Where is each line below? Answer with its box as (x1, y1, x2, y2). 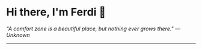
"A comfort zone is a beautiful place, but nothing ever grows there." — (6, 25, 181, 32)
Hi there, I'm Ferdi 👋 (6, 5, 106, 19)
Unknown (6, 31, 30, 38)
